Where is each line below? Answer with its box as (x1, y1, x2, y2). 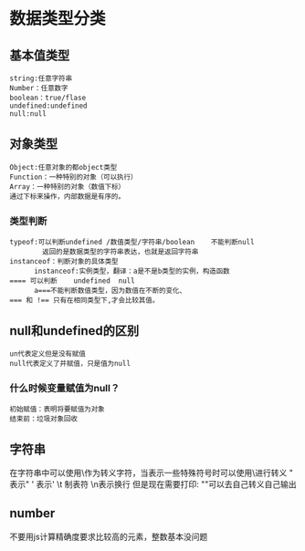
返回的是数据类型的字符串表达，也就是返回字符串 (42, 247, 199, 256)
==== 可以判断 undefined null (9, 276, 135, 286)
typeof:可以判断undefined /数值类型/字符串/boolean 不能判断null (9, 238, 255, 247)
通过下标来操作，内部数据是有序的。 (9, 192, 126, 201)
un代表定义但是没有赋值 (9, 348, 87, 359)
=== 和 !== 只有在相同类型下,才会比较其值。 (9, 296, 160, 306)
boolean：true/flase (9, 93, 87, 102)
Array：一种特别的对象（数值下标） (9, 182, 126, 192)
